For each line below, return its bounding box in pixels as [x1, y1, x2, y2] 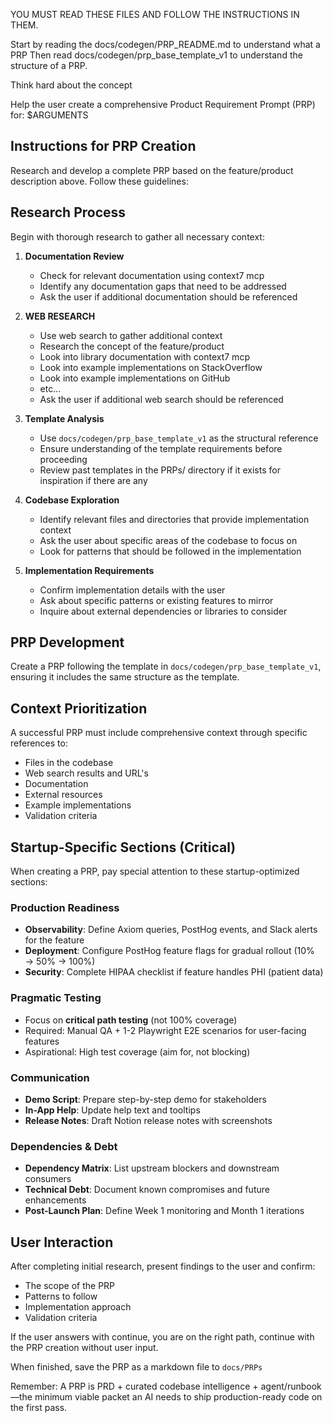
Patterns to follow [24, 1290, 98, 1303]
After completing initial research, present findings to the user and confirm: [10, 1260, 316, 1273]
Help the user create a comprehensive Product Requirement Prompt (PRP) [10, 99, 316, 110]
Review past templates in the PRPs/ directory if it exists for [39, 464, 281, 476]
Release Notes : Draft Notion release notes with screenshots [24, 1114, 273, 1126]
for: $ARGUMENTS [10, 109, 89, 121]
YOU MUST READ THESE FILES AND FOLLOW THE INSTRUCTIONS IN [10, 9, 300, 20]
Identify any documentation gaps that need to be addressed [39, 280, 287, 292]
